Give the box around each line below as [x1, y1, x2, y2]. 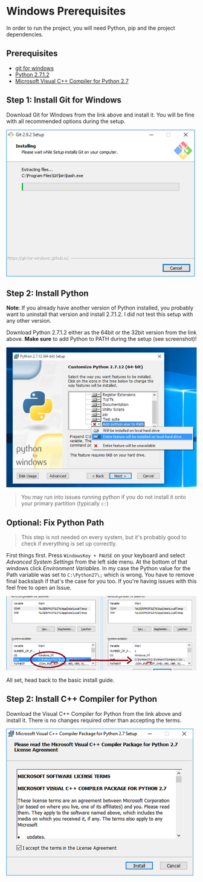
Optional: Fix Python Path [6, 517, 105, 528]
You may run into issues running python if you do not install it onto [21, 493, 186, 501]
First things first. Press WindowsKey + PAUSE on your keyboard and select [6, 552, 185, 559]
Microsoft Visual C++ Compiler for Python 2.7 [14, 77, 129, 84]
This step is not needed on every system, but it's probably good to [21, 534, 187, 541]
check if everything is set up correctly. [21, 540, 117, 547]
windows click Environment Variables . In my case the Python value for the [6, 565, 191, 572]
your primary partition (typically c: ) [21, 500, 109, 507]
